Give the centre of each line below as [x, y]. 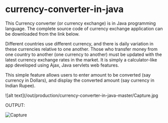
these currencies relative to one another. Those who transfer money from [81, 49]
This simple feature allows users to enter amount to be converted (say [78, 75]
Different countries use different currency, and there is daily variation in [79, 43]
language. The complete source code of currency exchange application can [84, 28]
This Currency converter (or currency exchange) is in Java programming [81, 23]
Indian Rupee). [20, 85]
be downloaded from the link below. [42, 34]
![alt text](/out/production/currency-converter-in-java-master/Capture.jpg [82, 95]
